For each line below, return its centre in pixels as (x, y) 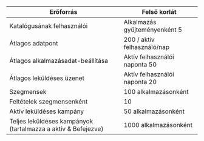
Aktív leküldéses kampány (47, 111)
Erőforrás (63, 12)
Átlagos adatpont (34, 43)
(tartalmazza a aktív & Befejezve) (56, 129)
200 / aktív (139, 40)
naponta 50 (140, 64)
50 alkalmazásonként (154, 111)
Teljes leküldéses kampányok (51, 121)
